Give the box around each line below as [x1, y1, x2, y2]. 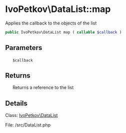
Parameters [5, 43, 42, 52]
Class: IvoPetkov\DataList [5, 112, 58, 118]
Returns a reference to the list [12, 84, 74, 90]
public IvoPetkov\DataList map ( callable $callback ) [5, 29, 122, 34]
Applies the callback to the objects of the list [5, 20, 97, 26]
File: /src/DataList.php [5, 122, 51, 128]
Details [5, 99, 27, 107]
